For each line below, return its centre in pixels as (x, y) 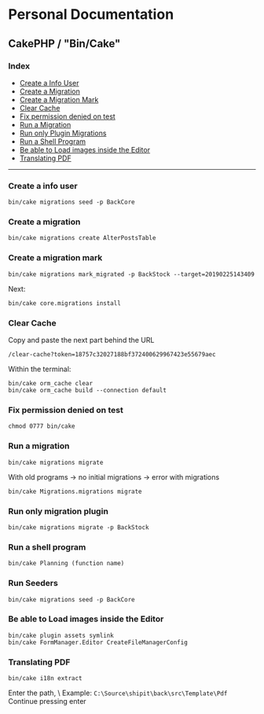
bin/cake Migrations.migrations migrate (75, 491)
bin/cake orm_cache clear (50, 384)
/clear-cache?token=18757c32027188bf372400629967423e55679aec (112, 355)
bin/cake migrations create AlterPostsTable (82, 238)
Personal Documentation (91, 15)
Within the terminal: (40, 369)
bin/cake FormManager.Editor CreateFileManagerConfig (98, 642)
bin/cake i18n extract (45, 679)
